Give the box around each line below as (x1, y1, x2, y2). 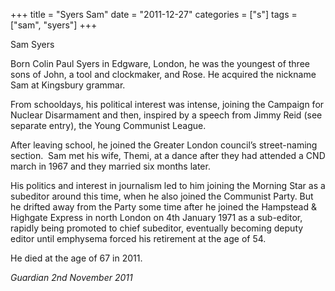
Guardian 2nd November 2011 (10, 272, 133, 283)
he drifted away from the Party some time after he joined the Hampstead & (10, 201, 318, 213)
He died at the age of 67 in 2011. (10, 252, 143, 264)
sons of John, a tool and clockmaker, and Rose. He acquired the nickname (10, 69, 317, 80)
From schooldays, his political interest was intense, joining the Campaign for (10, 99, 325, 110)
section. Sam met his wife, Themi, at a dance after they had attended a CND (10, 150, 326, 161)
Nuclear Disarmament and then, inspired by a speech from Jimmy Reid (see (10, 109, 323, 121)
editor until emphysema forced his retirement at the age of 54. (10, 233, 267, 244)
